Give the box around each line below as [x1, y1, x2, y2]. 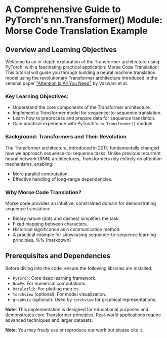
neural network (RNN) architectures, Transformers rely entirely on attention [5, 156, 162, 162]
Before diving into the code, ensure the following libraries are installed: [5, 265, 153, 271]
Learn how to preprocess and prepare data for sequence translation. [12, 115, 156, 121]
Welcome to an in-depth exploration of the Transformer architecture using [5, 59, 159, 64]
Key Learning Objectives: [5, 93, 69, 100]
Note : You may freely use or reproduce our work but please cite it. [5, 327, 144, 333]
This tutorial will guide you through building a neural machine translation [5, 69, 156, 76]
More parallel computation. [12, 171, 69, 177]
